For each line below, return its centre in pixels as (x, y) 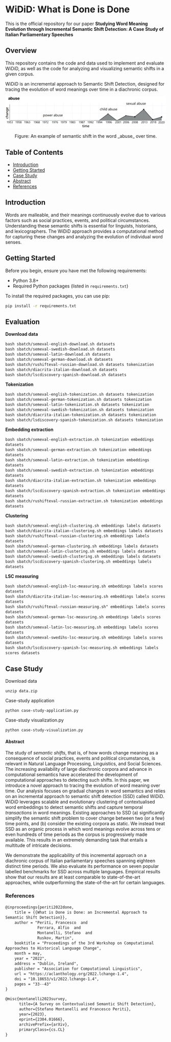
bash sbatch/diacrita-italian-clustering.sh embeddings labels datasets (84, 531)
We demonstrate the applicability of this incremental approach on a (76, 855)
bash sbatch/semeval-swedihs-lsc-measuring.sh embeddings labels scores (84, 638)
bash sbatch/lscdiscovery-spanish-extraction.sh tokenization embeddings (86, 491)
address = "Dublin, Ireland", (47, 964)
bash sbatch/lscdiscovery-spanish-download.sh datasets (66, 375)
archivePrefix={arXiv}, (44, 1024)
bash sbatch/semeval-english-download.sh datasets (60, 344)
